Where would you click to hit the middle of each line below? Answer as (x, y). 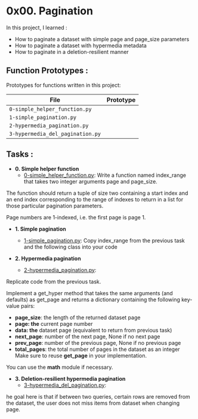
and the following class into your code (70, 247)
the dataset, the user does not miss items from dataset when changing (93, 403)
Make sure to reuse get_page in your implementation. (81, 355)
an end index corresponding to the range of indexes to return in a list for (95, 199)
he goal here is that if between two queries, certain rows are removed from (98, 396)
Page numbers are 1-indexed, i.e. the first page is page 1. (76, 217)
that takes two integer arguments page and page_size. (91, 181)
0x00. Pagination (50, 11)
